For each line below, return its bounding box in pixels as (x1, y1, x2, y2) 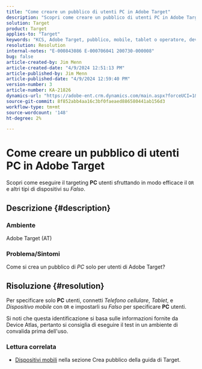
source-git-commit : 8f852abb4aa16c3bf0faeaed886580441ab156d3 (6, 98, 165, 104)
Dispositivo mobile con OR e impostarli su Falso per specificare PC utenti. (6, 303, 187, 310)
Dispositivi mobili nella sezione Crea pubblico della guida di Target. (14, 356, 181, 364)
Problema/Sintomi (6, 249, 60, 258)
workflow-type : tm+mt (6, 104, 61, 110)
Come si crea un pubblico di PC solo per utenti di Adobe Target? (6, 263, 165, 271)
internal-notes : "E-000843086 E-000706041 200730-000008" (6, 48, 155, 54)
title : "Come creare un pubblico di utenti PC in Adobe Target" (6, 8, 171, 15)
